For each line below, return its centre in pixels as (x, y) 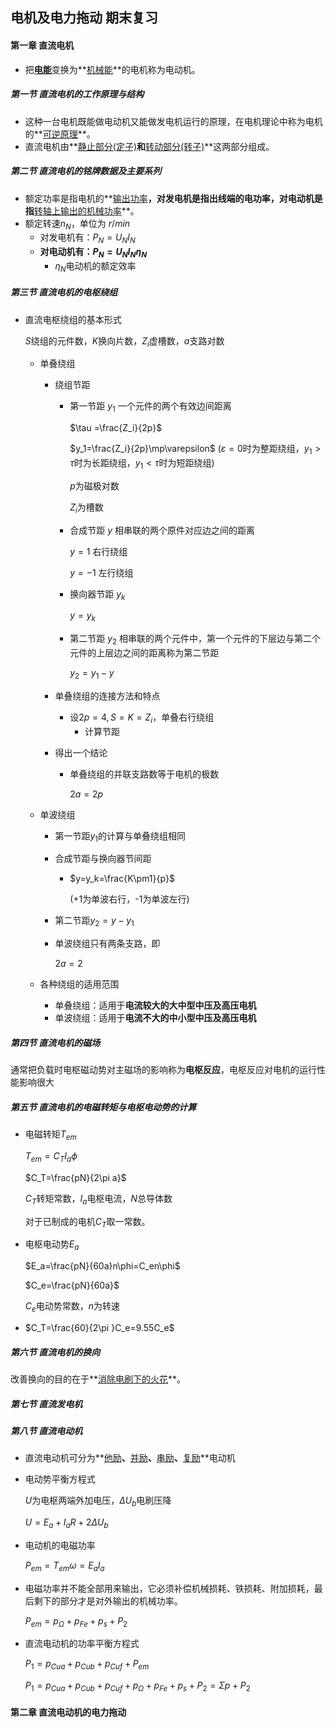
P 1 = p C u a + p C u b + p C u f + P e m (87, 1665)
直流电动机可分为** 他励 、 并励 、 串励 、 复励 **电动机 (130, 1458)
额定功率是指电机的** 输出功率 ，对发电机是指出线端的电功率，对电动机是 (173, 198)
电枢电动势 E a (52, 1245)
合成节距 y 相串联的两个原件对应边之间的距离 (162, 530)
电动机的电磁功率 (60, 1545)
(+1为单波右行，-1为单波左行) (129, 899)
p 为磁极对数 (94, 485)
